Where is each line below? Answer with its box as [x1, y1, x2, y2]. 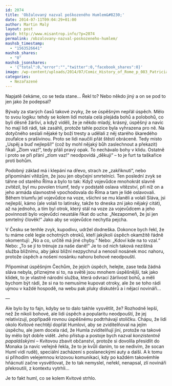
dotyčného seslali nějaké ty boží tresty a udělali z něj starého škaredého [5, 130, 158, 136]
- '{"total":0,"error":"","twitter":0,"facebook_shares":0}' [10, 65, 143, 70]
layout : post [5, 27, 33, 32]
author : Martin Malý [5, 22, 50, 27]
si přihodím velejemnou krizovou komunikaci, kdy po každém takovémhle [5, 354, 160, 360]
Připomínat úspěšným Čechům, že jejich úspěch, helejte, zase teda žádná [5, 263, 161, 270]
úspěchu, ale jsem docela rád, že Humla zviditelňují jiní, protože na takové [5, 327, 161, 333]
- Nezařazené [10, 79, 38, 84]
